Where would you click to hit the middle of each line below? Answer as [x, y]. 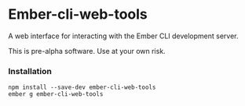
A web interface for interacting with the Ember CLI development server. [123, 36]
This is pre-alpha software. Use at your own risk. [87, 51]
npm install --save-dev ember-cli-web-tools [82, 87]
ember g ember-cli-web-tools [56, 94]
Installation [30, 71]
